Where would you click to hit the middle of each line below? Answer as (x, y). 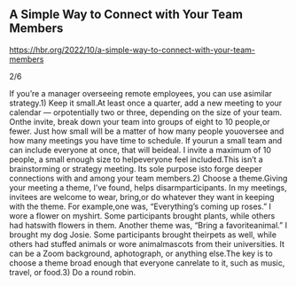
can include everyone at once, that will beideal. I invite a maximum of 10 (140, 150)
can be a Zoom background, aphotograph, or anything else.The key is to (141, 253)
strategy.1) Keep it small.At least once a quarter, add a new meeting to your (146, 103)
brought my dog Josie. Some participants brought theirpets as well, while (143, 235)
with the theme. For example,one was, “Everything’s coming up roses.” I (140, 206)
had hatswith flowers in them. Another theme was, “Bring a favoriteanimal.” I (148, 225)
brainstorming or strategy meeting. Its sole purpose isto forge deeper (136, 168)
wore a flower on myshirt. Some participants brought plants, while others (142, 215)
